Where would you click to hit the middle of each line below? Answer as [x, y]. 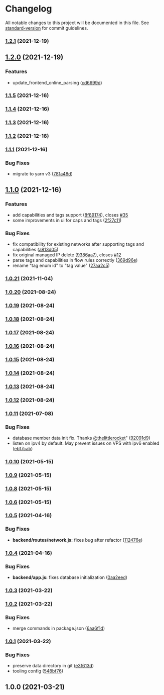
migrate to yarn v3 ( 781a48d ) [42, 174]
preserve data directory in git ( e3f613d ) [53, 666]
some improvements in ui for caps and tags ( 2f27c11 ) [67, 220]
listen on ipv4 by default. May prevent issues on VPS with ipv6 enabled [86, 443]
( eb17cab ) [23, 448]
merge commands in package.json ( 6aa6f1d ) [59, 628]
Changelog [29, 9]
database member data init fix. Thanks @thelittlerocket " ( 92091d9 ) [81, 438]
